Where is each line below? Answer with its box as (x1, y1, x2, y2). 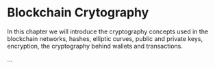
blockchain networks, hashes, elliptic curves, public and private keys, (7, 34, 203, 42)
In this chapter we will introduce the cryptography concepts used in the (7, 27, 209, 36)
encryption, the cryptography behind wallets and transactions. (7, 42, 184, 50)
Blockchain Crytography (7, 5, 149, 20)
